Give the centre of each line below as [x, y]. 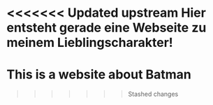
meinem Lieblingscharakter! [90, 43]
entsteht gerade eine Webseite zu [106, 28]
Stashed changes [153, 94]
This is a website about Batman [99, 75]
